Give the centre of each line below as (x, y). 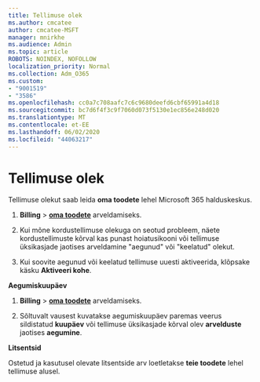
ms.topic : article (38, 52)
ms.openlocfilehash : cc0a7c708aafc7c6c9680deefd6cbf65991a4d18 (114, 103)
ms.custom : (26, 81)
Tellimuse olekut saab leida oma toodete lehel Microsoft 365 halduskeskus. (130, 200)
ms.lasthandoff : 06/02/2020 (54, 132)
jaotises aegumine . (51, 333)
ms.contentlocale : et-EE (49, 125)
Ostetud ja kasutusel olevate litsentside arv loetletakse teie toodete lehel (126, 363)
